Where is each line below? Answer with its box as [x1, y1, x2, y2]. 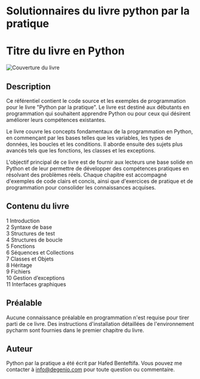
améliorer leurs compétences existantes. [6, 116, 106, 123]
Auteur [6, 344, 33, 354]
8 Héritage [6, 261, 33, 268]
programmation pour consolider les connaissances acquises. [6, 184, 156, 191]
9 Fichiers [6, 268, 31, 275]
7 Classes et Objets [6, 255, 54, 262]
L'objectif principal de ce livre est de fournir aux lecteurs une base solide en [6, 158, 193, 166]
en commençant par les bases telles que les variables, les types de [6, 134, 171, 141]
